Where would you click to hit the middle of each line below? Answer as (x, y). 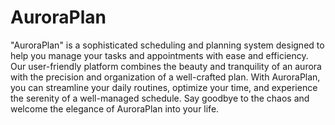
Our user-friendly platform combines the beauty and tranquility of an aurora (166, 66)
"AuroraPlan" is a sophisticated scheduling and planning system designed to (167, 45)
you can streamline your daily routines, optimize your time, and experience (164, 87)
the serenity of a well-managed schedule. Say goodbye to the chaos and (160, 98)
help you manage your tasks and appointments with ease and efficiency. (159, 55)
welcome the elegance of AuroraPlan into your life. (115, 108)
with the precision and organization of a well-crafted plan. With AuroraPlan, (165, 77)
